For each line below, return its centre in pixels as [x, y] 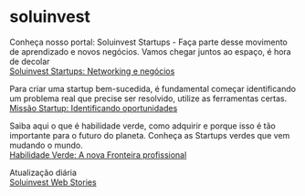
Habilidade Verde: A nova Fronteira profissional [98, 155]
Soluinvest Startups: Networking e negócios [92, 71]
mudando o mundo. [47, 145]
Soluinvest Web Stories [53, 182]
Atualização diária [43, 172]
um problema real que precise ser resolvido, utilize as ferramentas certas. [148, 98]
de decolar [30, 61]
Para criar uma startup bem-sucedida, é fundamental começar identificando [153, 88]
